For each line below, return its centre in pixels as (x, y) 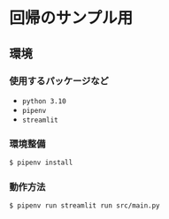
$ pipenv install (41, 163)
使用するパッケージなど (59, 80)
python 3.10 (44, 101)
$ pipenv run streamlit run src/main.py (85, 206)
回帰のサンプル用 (71, 18)
